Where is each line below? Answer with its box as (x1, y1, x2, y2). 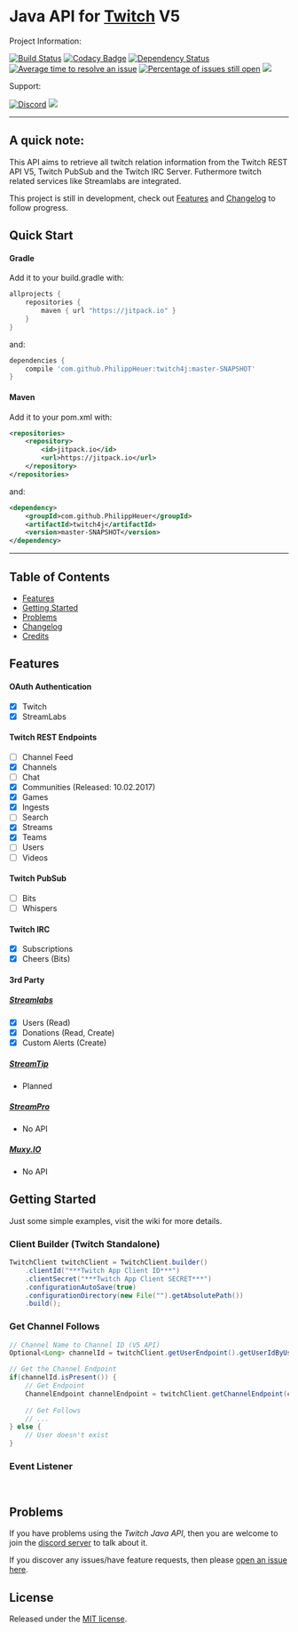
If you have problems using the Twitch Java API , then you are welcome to (9, 1528, 278, 1539)
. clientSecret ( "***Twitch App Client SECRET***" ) (25, 1274, 213, 1284)
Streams (21, 822, 53, 833)
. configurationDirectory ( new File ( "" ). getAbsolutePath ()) (25, 1291, 244, 1300)
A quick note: (9, 133, 85, 148)
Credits (21, 630, 50, 641)
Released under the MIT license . (9, 1613, 128, 1624)
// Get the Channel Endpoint (9, 1364, 117, 1374)
